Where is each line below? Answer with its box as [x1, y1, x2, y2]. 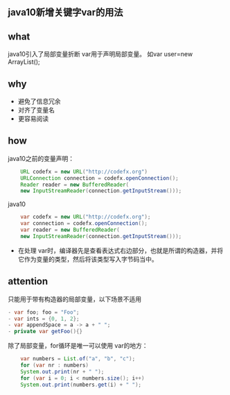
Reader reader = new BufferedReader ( [20, 181, 130, 188]
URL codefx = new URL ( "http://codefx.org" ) [20, 168, 148, 175]
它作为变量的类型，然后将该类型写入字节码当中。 [17, 255, 158, 263]
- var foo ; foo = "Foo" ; [8, 308, 80, 316]
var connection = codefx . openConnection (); [20, 220, 148, 227]
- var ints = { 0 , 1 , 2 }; [8, 315, 80, 322]
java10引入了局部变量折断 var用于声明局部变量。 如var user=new [8, 50, 193, 58]
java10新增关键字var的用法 [8, 6, 123, 19]
